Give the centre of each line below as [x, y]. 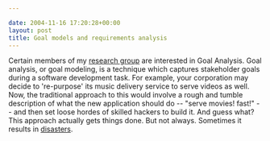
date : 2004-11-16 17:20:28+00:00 [64, 23]
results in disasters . [41, 129]
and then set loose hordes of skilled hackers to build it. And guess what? [134, 112]
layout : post [30, 30]
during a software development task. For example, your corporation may [129, 78]
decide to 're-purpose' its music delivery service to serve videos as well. [129, 86]
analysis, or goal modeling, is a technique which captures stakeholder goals [134, 69]
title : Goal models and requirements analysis [88, 38]
